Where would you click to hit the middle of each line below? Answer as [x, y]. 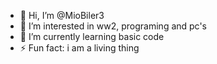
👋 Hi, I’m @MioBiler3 [62, 15]
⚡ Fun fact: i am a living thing [79, 48]
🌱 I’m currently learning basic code [92, 36]
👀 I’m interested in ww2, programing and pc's [113, 26]
